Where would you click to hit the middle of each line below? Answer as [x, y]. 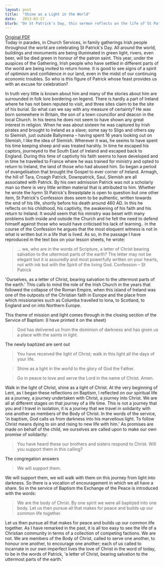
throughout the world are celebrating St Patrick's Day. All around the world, [81, 48]
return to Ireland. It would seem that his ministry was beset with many [75, 213]
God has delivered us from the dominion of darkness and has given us [88, 330]
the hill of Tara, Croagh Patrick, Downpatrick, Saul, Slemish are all [71, 177]
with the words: [21, 493]
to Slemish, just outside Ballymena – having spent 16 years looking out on [79, 135]
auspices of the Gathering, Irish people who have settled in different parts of [82, 63]
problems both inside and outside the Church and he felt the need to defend [82, 219]
